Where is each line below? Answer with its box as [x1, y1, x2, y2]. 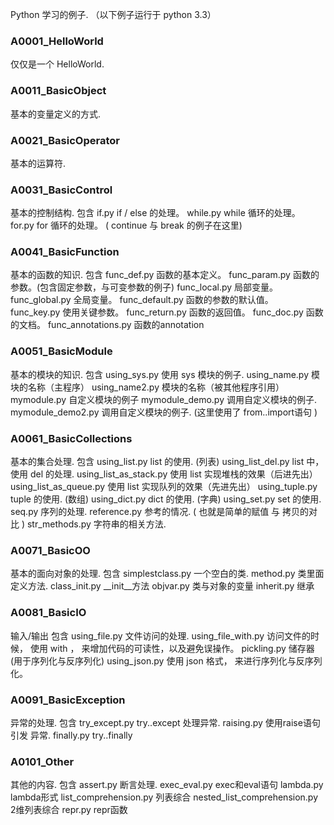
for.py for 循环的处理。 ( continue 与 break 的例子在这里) [10, 219, 243, 232]
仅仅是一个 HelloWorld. [10, 58, 105, 70]
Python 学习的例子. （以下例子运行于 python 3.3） [10, 9, 217, 20]
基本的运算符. [10, 157, 67, 169]
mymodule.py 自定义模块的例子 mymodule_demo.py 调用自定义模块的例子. [10, 393, 317, 405]
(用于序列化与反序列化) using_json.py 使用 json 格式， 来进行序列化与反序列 [10, 654, 323, 667]
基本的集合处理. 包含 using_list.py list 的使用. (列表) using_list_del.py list [10, 456, 305, 468]
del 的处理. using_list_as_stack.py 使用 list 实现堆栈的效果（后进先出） [29, 468, 318, 480]
